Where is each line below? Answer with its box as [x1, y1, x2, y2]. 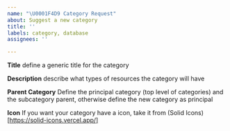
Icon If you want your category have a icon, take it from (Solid [7, 109, 184, 117]
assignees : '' [7, 36, 49, 43]
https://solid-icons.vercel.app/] [9, 116, 99, 125]
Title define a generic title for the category [7, 61, 130, 69]
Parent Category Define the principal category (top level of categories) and [7, 88, 224, 96]
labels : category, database [7, 29, 89, 37]
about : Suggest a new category [7, 17, 98, 24]
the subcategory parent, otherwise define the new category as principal [7, 95, 213, 104]
